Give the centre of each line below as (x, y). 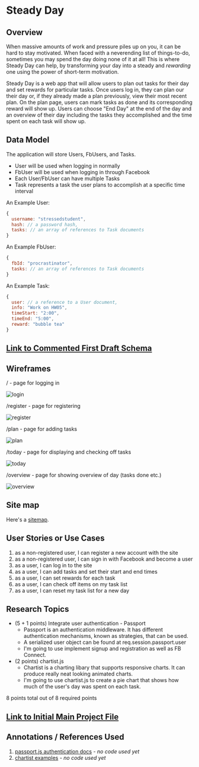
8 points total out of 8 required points (52, 698)
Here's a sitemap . (28, 519)
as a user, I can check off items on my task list (71, 584)
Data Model (28, 140)
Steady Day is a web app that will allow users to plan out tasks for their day (98, 83)
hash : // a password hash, (45, 224)
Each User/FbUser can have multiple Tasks (67, 178)
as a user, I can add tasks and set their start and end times (86, 571)
